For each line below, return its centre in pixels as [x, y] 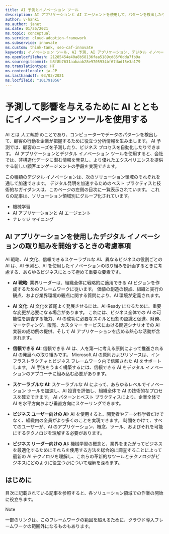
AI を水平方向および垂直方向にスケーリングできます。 [68, 403]
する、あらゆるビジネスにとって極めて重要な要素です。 [66, 272]
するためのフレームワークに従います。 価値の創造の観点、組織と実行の [90, 289]
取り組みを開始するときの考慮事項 [78, 246]
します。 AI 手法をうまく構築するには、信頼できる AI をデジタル [78, 367]
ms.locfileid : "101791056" [33, 80]
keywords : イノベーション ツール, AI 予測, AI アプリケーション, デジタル [76, 52]
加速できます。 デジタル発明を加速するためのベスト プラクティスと [88, 183]
